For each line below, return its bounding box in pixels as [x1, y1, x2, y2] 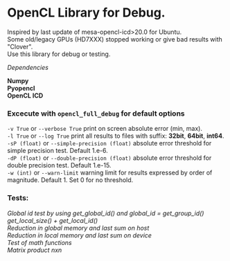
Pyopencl [7, 84, 35, 92]
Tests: [7, 193, 29, 203]
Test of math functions [7, 238, 73, 246]
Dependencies [7, 63, 48, 71]
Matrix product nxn [7, 246, 62, 254]
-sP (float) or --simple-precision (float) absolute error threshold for [7, 139, 212, 147]
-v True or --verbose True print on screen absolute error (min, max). [7, 125, 203, 133]
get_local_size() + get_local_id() [7, 216, 98, 224]
